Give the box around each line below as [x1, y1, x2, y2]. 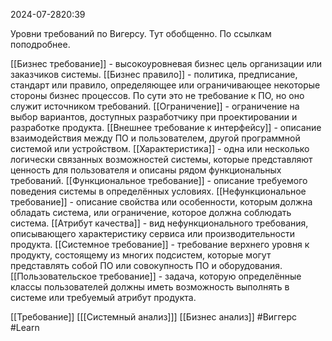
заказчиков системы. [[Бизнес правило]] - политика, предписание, [10, 69, 298, 80]
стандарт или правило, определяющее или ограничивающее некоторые [10, 79, 321, 91]
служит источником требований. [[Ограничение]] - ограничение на [10, 100, 300, 112]
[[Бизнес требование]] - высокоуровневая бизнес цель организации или [10, 58, 323, 69]
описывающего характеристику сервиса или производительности [10, 228, 295, 239]
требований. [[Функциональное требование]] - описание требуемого [10, 175, 308, 186]
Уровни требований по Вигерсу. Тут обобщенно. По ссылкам [10, 28, 272, 39]
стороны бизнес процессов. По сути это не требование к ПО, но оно [10, 90, 305, 101]
